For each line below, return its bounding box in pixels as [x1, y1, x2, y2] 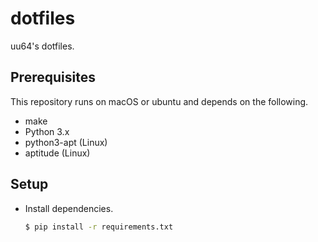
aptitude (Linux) [24, 147, 91, 159]
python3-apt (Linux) [24, 136, 108, 148]
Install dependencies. [24, 202, 114, 214]
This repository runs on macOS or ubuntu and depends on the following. [10, 95, 309, 107]
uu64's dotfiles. [10, 40, 75, 52]
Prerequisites [10, 69, 96, 86]
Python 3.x [24, 125, 70, 137]
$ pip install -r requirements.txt [24, 222, 174, 232]
